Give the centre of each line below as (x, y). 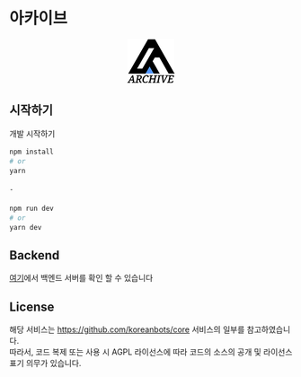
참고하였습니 (269, 329)
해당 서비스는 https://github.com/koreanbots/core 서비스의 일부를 (127, 329)
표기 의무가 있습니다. (45, 364)
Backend (35, 255)
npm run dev (31, 208)
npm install (31, 152)
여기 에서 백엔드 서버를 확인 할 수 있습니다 (81, 278)
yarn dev (26, 227)
